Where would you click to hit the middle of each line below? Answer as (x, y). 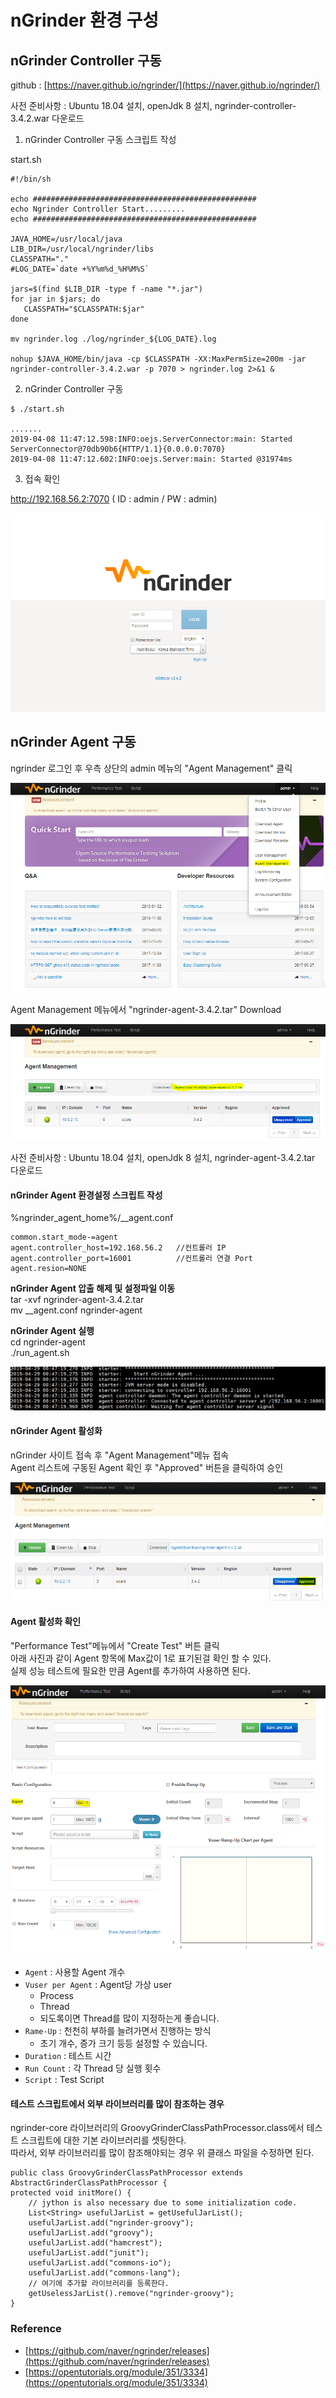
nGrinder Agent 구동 (73, 742)
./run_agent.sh (40, 1353)
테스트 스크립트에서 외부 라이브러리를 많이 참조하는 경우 (117, 2103)
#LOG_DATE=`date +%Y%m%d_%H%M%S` (80, 269)
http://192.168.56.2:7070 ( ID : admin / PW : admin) (114, 499)
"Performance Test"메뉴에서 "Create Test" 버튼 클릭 (115, 1645)
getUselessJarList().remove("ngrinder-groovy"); (131, 2294)
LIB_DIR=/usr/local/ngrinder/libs (82, 249)
